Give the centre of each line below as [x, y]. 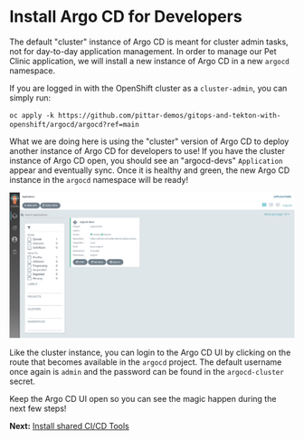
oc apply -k [32, 115]
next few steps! [38, 408]
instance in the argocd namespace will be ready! [99, 179]
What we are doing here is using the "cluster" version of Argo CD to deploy [149, 141]
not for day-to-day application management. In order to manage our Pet [143, 51]
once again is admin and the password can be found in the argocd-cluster [147, 372]
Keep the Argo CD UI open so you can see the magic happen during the [143, 399]
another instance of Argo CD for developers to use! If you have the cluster [147, 150]
